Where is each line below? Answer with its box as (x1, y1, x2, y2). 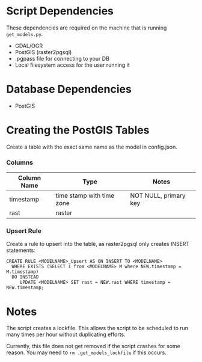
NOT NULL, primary (130, 191, 186, 200)
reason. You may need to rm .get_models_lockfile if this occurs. (6, 349, 167, 356)
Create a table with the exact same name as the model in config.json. (6, 143, 177, 150)
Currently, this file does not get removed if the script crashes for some (6, 343, 180, 350)
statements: (6, 247, 36, 254)
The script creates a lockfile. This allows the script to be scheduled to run (6, 325, 188, 332)
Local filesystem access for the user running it (14, 61, 130, 69)
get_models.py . (6, 30, 43, 37)
